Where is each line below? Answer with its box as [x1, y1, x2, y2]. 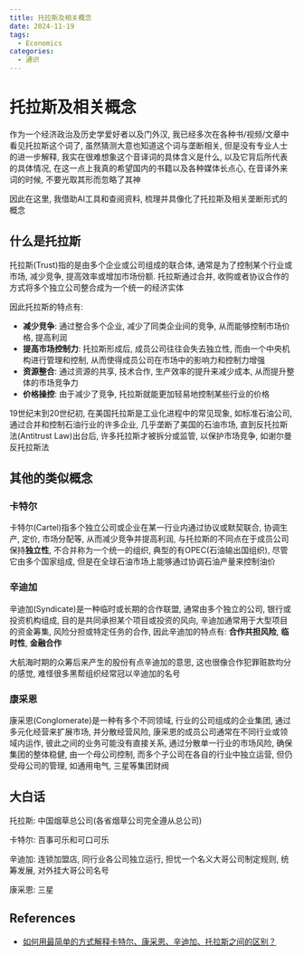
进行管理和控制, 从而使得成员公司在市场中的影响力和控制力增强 [30, 354, 265, 365]
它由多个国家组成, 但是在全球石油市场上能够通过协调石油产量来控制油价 [9, 556, 276, 567]
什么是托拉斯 [9, 234, 81, 249]
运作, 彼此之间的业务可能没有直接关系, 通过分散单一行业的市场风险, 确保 [24, 738, 292, 749]
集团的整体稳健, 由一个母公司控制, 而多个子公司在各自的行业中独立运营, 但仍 [9, 749, 292, 760]
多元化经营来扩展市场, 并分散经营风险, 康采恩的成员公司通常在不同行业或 [9, 726, 280, 738]
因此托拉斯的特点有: [9, 301, 84, 312]
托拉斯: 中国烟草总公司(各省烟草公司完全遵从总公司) [9, 815, 203, 826]
